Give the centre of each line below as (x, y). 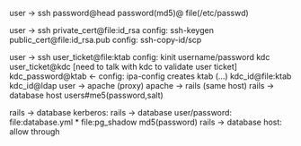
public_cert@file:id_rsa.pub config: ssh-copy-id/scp (106, 40)
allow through (35, 132)
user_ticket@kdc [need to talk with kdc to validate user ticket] (124, 67)
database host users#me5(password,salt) (86, 95)
